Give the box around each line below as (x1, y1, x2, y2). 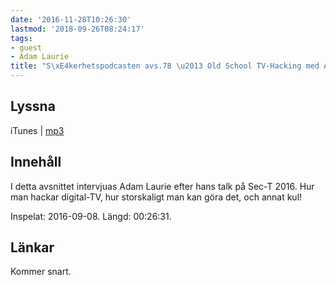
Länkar (10, 239, 55, 256)
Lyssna (10, 98, 56, 115)
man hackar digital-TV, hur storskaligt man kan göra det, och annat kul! (10, 191, 303, 203)
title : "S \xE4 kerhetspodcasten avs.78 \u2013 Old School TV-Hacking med (10, 61, 320, 71)
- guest (10, 42, 43, 53)
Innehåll (10, 154, 62, 171)
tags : (10, 33, 33, 43)
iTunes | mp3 (10, 124, 65, 136)
